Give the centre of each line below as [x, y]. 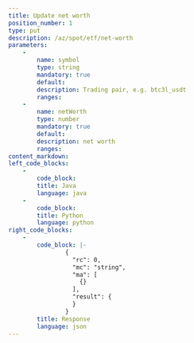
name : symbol [58, 60]
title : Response [64, 319]
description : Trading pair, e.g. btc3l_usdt [112, 90]
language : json [62, 326]
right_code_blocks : [41, 230]
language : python [65, 223]
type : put [25, 30]
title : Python [60, 216]
